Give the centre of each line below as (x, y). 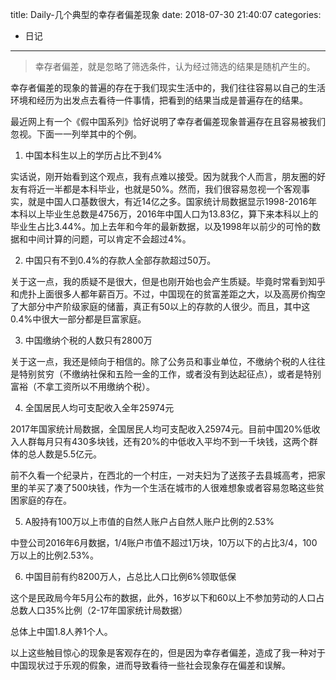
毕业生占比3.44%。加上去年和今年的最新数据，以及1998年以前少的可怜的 (161, 226)
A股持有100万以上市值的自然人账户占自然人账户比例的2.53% (149, 521)
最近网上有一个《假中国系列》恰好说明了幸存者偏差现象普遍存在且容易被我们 (168, 121)
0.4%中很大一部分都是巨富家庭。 (78, 319)
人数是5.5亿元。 (69, 454)
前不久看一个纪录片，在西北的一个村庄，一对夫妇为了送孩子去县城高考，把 (163, 475)
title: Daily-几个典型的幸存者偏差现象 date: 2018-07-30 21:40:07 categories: (166, 14)
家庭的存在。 (45, 500)
